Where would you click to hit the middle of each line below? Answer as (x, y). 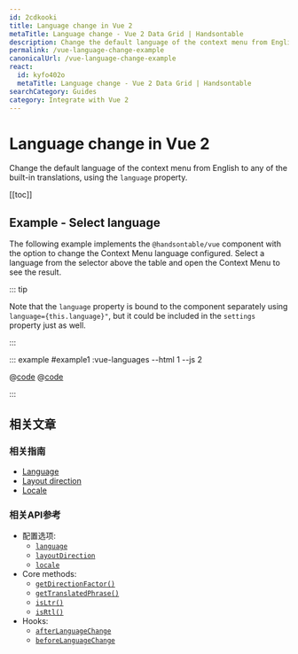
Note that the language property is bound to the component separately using (149, 307)
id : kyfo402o (41, 75)
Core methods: (49, 574)
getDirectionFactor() (75, 584)
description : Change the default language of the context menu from (138, 42)
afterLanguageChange (73, 631)
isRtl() (49, 612)
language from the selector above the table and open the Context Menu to (145, 263)
